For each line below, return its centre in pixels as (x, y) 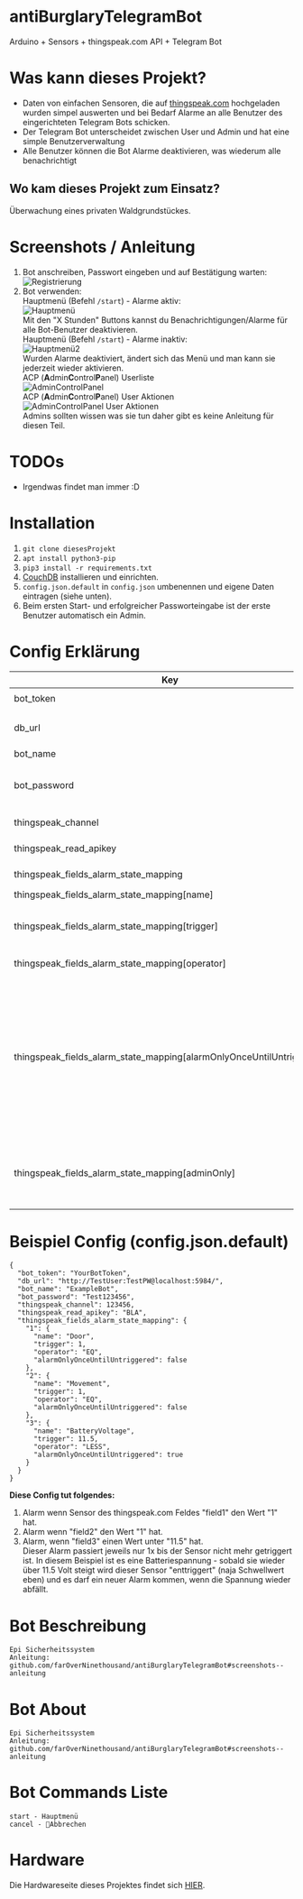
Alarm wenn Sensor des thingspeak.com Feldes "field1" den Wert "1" (150, 1513)
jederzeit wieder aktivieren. (73, 368)
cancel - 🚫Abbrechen (48, 1825)
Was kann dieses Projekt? (108, 78)
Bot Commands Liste (89, 1793)
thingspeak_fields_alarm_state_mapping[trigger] (116, 926)
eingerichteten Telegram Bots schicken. (96, 122)
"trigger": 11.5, (66, 1439)
